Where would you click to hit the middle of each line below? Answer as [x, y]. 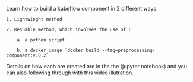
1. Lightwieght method [34, 19]
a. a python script [41, 40]
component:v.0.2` [28, 55]
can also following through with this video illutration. [70, 73]
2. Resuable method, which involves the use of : [69, 29]
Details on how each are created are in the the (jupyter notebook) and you [97, 66]
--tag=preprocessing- [129, 50]
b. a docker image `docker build [58, 50]
